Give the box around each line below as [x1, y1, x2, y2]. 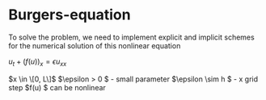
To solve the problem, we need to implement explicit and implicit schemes [8, 32, 255, 42]
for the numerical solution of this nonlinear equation [8, 40, 181, 50]
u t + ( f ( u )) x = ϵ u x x [8, 56, 67, 68]
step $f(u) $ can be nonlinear [8, 82, 107, 92]
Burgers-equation [8, 6, 131, 24]
